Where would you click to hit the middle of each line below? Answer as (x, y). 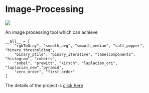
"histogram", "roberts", (31, 59)
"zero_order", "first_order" (45, 72)
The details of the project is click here (44, 85)
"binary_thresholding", (30, 50)
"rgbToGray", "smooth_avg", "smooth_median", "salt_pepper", (79, 46)
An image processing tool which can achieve (51, 32)
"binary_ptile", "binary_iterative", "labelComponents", (75, 54)
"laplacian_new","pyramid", (35, 67)
